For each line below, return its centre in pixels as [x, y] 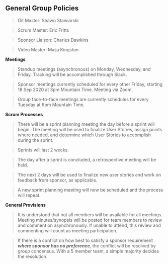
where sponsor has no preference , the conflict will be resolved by [87, 245]
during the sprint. [35, 140]
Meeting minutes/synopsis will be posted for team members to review [90, 220]
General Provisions [26, 205]
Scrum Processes [24, 114]
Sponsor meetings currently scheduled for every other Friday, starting [90, 84]
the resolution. [32, 256]
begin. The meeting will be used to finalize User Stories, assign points [90, 129]
